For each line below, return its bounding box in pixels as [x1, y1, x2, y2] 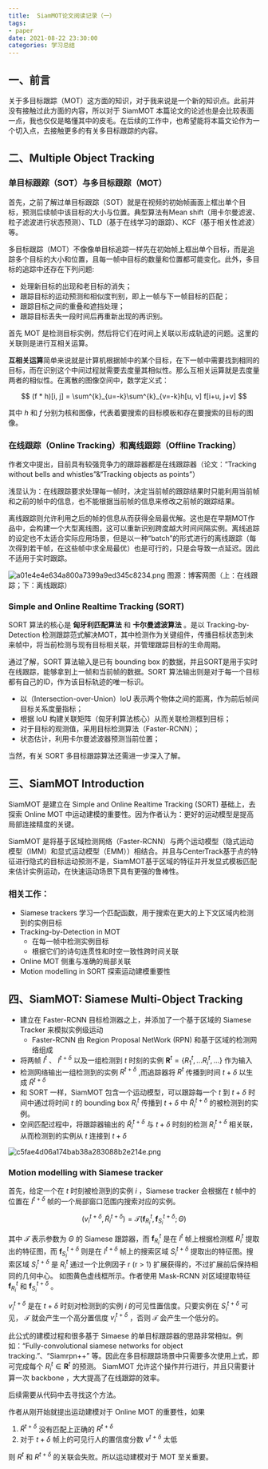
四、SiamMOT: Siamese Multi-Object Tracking [8, 992, 243, 1006]
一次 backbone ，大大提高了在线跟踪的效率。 [14, 1373, 164, 1383]
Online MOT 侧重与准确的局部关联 [19, 957, 132, 967]
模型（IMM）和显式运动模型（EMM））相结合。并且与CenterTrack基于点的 [8, 847, 251, 856]
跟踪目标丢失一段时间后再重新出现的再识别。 [19, 311, 167, 321]
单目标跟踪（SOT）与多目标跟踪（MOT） [8, 178, 167, 189]
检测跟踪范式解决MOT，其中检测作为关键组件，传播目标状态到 [41, 630, 247, 640]
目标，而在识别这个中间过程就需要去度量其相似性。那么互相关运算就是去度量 [8, 365, 260, 374]
